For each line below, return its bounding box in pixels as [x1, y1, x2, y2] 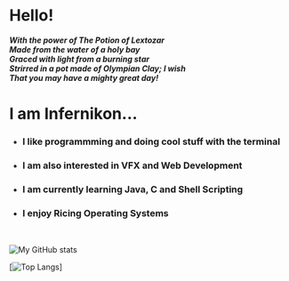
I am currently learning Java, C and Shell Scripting [21, 183, 244, 196]
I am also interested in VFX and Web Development [21, 159, 243, 172]
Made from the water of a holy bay [9, 44, 140, 54]
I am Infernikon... [9, 104, 138, 124]
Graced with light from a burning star [9, 53, 149, 64]
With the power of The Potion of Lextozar [9, 35, 165, 45]
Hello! [9, 5, 54, 26]
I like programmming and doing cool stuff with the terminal [21, 135, 281, 148]
